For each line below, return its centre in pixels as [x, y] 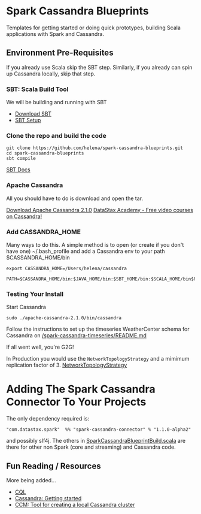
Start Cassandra [26, 307]
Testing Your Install [35, 294]
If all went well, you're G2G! [40, 347]
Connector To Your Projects [76, 402]
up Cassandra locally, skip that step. [51, 74]
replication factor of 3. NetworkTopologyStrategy [67, 365]
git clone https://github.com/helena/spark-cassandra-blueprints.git [95, 148]
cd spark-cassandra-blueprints [45, 153]
